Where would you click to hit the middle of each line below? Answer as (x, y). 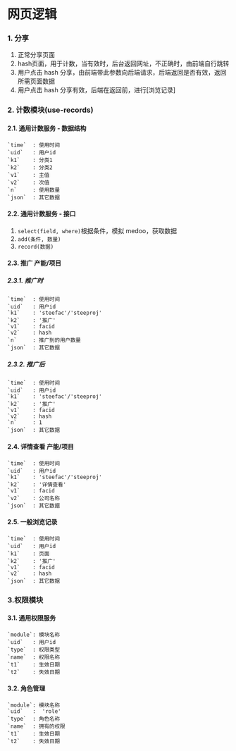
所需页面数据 (36, 81)
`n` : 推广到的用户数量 (44, 340)
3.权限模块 (25, 600)
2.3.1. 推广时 (25, 280)
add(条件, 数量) (39, 239)
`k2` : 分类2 (30, 167)
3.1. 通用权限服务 (32, 618)
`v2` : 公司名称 (34, 498)
